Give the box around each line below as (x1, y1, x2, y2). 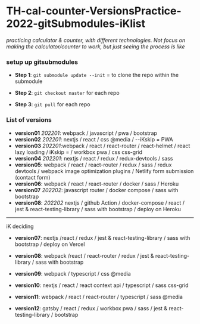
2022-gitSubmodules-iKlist (6, 17, 146, 30)
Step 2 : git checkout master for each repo (14, 90, 120, 97)
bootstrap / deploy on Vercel (14, 240, 85, 248)
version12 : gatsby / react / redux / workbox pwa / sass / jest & (14, 304, 168, 311)
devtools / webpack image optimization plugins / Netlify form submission (14, 167, 194, 174)
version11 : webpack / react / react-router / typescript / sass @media (14, 293, 183, 300)
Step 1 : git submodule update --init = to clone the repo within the (14, 72, 179, 79)
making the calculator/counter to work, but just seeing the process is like (6, 43, 186, 50)
